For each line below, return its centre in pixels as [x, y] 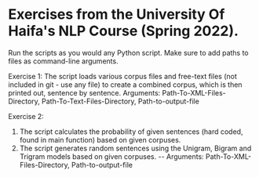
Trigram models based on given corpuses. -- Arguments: [111, 156]
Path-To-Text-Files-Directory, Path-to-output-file [121, 101]
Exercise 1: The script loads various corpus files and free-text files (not [122, 76]
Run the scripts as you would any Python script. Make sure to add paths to [128, 52]
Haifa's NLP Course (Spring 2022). [124, 31]
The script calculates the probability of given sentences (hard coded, [131, 132]
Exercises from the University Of [117, 14]
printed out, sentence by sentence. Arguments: [84, 92]
